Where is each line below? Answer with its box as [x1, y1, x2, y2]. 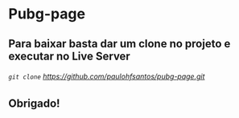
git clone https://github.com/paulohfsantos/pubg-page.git [8, 71, 205, 81]
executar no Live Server [8, 49, 130, 63]
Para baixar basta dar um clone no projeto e [8, 37, 231, 51]
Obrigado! [8, 96, 60, 110]
